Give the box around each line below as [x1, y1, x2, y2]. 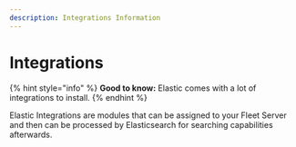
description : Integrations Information [9, 13, 161, 23]
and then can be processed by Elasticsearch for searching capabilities [9, 119, 273, 130]
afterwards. [9, 129, 53, 140]
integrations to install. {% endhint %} [9, 92, 148, 103]
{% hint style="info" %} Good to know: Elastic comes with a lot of [9, 83, 257, 93]
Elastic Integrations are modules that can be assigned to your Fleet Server [9, 110, 287, 121]
